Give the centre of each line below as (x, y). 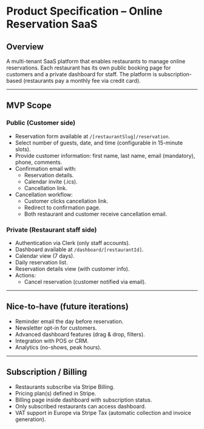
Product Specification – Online (84, 11)
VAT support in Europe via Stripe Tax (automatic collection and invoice (103, 413)
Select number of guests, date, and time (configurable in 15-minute (99, 143)
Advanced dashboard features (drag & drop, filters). (80, 334)
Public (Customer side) (41, 123)
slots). (23, 149)
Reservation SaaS (52, 24)
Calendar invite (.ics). (51, 182)
